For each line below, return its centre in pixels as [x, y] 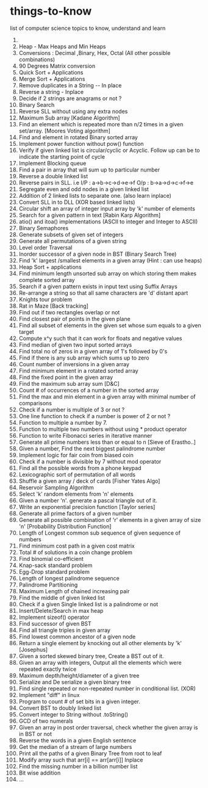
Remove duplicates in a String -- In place [70, 85]
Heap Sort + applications [50, 267]
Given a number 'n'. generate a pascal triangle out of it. [88, 500]
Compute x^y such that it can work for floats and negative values [100, 338]
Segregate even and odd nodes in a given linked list [84, 189]
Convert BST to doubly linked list [60, 708]
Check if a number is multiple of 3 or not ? [72, 410]
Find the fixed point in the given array [66, 377]
